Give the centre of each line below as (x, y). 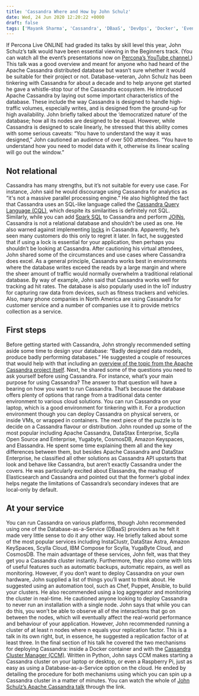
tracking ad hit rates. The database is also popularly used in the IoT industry (99, 286)
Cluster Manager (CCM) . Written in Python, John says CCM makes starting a (99, 655)
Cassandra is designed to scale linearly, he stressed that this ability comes (97, 127)
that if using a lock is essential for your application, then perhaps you (90, 242)
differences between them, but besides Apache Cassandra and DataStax (95, 451)
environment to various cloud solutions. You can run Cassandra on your (94, 401)
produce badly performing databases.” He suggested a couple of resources (99, 357)
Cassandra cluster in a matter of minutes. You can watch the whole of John (98, 680)
